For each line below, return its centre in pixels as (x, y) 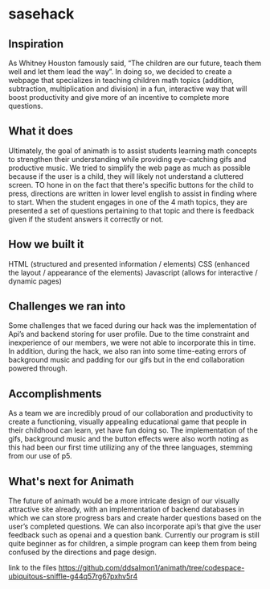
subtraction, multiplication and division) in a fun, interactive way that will (128, 89)
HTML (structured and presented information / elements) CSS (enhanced (129, 263)
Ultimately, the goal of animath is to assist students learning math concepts (133, 151)
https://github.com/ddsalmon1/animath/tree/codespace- (151, 568)
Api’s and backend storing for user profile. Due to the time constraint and (129, 334)
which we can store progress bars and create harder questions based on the (135, 518)
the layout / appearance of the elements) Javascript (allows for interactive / (133, 272)
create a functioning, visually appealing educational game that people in (128, 422)
